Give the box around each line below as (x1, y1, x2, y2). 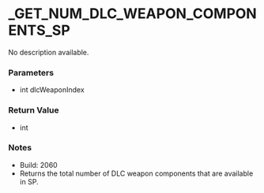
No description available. (8, 47, 89, 57)
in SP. (19, 176, 39, 186)
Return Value (8, 105, 59, 116)
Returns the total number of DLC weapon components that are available (19, 169, 254, 178)
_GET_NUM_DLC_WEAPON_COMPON (8, 5, 257, 23)
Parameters (8, 67, 54, 78)
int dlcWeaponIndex (19, 85, 85, 95)
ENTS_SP (8, 21, 71, 39)
